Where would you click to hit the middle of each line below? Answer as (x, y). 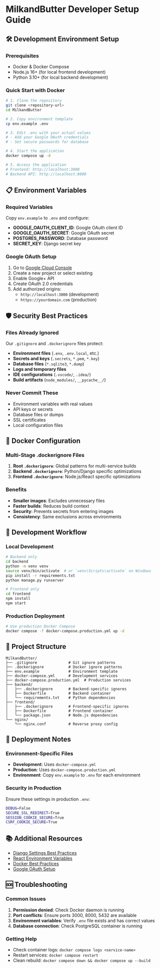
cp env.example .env (27, 124)
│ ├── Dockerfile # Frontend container (59, 711)
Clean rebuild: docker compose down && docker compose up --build (81, 960)
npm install (18, 599)
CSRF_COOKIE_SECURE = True (31, 822)
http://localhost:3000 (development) (59, 294)
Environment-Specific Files (39, 754)
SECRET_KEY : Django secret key (47, 244)
